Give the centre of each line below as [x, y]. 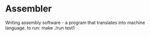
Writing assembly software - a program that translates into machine [75, 22]
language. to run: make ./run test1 [40, 27]
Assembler [28, 9]
